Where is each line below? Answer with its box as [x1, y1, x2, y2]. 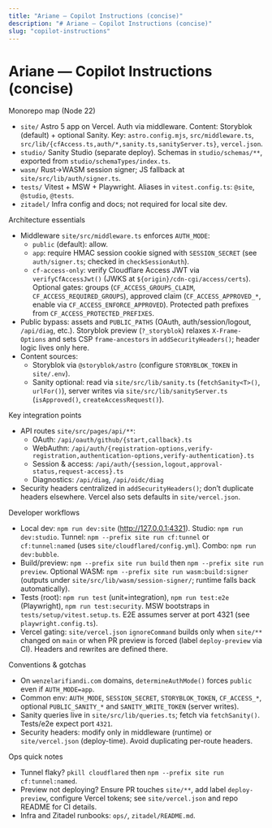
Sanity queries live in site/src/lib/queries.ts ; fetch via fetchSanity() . [19, 710, 260, 720]
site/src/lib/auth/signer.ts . [19, 174, 122, 183]
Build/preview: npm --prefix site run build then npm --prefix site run [19, 558, 264, 568]
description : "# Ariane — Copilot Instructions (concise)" [8, 19, 213, 28]
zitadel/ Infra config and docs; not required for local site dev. [19, 200, 228, 209]
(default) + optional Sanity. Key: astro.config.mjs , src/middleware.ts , [19, 131, 254, 140]
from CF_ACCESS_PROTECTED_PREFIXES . [32, 308, 154, 318]
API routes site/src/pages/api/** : [19, 426, 136, 436]
